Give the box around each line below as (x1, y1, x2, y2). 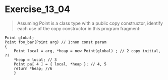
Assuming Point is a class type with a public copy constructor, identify (17, 20, 163, 26)
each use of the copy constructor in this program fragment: (17, 25, 141, 31)
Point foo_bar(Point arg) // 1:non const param (5, 39, 107, 45)
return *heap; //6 (14, 66, 52, 71)
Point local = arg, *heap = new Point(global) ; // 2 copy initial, (14, 48, 161, 53)
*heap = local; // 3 (14, 57, 57, 62)
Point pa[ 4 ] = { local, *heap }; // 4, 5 (14, 61, 107, 66)
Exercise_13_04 (5, 4, 70, 15)
